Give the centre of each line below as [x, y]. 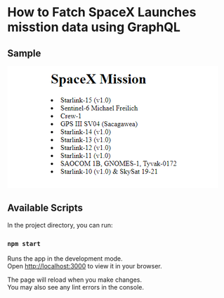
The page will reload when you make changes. [75, 280]
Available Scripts [45, 208]
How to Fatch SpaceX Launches [102, 12]
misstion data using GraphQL [94, 27]
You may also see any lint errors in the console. [75, 287]
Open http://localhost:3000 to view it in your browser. [85, 266]
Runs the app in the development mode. [65, 259]
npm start [24, 243]
